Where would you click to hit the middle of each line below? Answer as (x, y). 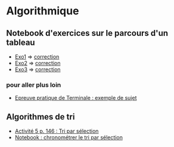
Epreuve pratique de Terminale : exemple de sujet (76, 98)
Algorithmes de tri (41, 117)
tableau (21, 42)
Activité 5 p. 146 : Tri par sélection (57, 131)
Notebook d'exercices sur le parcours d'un (87, 33)
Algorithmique (43, 11)
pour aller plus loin (34, 85)
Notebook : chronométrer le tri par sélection (69, 137)
